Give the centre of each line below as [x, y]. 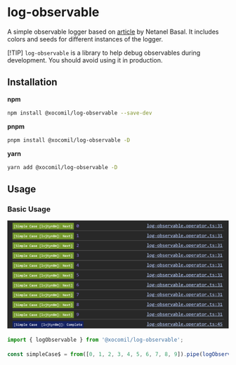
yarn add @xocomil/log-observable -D [63, 167]
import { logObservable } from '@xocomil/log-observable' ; [96, 340]
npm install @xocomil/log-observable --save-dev [80, 113]
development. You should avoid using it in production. [85, 60]
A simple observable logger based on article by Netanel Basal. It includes [113, 32]
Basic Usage [29, 209]
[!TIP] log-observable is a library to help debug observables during [104, 53]
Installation [32, 82]
